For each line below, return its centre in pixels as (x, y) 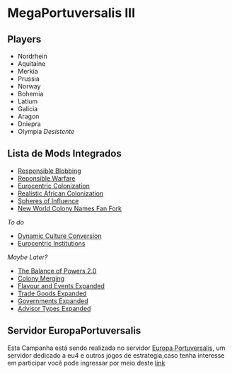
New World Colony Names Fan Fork (70, 208)
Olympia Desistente (46, 131)
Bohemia (30, 94)
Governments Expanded (53, 301)
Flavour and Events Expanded (61, 285)
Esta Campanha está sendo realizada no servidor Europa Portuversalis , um (116, 348)
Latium (28, 101)
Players (24, 39)
